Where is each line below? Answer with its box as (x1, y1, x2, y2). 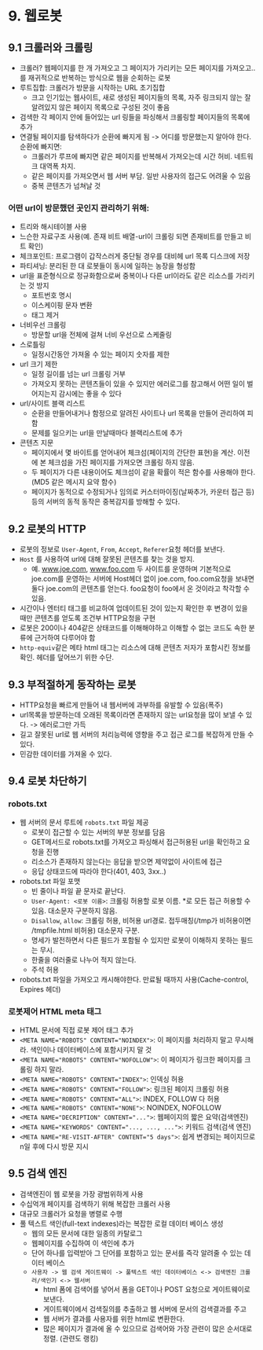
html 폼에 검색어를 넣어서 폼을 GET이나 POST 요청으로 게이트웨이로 (42, 1284, 251, 1293)
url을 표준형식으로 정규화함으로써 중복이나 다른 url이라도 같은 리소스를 (19, 271, 234, 281)
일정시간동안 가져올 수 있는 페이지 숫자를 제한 (31, 350, 170, 359)
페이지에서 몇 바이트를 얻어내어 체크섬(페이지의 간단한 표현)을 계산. (31, 448, 236, 457)
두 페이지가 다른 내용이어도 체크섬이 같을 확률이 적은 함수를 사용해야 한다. (31, 468, 256, 477)
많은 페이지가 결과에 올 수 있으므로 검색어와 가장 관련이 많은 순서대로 (42, 1323, 253, 1333)
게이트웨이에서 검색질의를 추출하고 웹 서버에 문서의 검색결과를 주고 (42, 1304, 247, 1313)
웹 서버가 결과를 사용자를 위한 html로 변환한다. (42, 1314, 185, 1323)
